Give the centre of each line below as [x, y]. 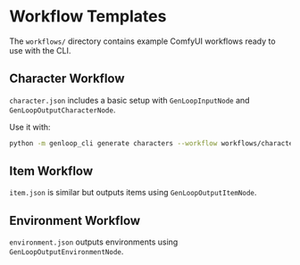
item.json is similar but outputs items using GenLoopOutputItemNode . [133, 193]
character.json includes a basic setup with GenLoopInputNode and [129, 100]
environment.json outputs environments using [94, 242]
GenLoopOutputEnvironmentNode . [67, 252]
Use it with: [30, 127]
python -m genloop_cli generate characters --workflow [113, 143]
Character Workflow [67, 79]
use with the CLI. [40, 50]
